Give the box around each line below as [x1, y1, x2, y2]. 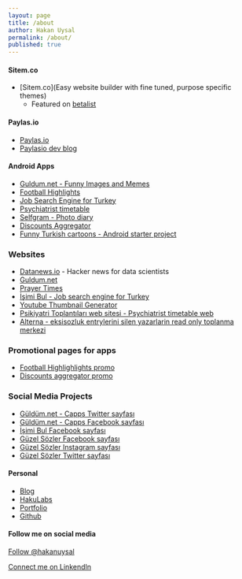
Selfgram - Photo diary [19, 212, 93, 221]
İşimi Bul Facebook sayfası [19, 425, 106, 435]
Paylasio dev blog [19, 143, 77, 153]
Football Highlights [19, 187, 81, 197]
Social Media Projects [8, 391, 93, 402]
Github [19, 511, 42, 521]
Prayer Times [19, 284, 63, 293]
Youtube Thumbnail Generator [19, 300, 118, 310]
